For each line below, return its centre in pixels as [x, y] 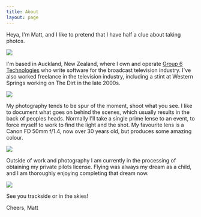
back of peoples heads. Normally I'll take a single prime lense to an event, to [100, 118]
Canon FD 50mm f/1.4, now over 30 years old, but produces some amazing [99, 131]
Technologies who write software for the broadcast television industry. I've [99, 70]
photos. [16, 41]
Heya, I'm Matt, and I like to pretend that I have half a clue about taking [94, 34]
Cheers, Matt [22, 207]
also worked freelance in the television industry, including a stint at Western [100, 76]
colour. [15, 137]
